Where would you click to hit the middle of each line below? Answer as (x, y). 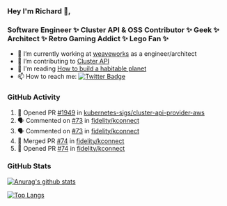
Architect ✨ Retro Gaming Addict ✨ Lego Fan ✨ (88, 38)
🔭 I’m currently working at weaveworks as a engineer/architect (107, 54)
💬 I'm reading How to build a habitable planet (82, 68)
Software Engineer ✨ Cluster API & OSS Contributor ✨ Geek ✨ (113, 29)
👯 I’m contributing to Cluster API (63, 61)
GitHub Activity (34, 97)
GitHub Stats (29, 166)
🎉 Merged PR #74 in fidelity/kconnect (71, 141)
